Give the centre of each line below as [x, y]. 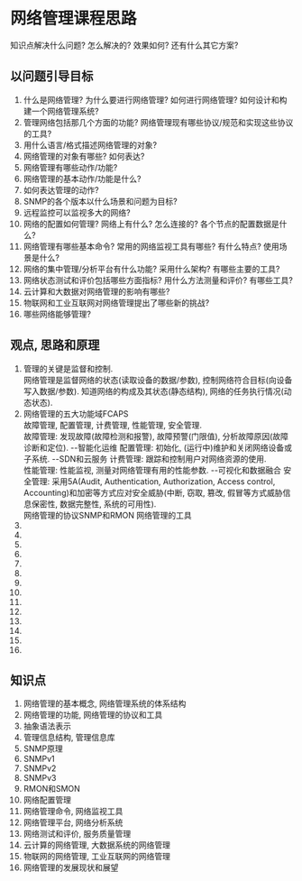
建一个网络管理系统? [61, 111]
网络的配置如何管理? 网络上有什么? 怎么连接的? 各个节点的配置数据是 [151, 224]
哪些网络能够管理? [57, 314]
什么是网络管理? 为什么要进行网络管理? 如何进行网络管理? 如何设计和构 [155, 99]
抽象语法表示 [47, 726]
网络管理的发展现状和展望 [71, 867]
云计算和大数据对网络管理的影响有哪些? [96, 291]
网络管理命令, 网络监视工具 [73, 812]
